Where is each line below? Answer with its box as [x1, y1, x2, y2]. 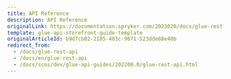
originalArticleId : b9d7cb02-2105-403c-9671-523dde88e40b [7, 36, 177, 43]
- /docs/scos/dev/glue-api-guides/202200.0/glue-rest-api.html [13, 61, 198, 68]
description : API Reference [7, 16, 88, 23]
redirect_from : [7, 42, 51, 49]
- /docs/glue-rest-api [13, 49, 78, 56]
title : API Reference [7, 10, 69, 17]
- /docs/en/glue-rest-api [13, 55, 88, 62]
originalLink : [7, 23, 48, 30]
